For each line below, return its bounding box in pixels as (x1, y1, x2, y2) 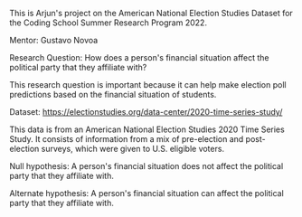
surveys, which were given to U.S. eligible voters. (41, 144, 224, 154)
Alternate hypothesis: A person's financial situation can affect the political (9, 188, 285, 198)
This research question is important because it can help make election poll (9, 80, 287, 90)
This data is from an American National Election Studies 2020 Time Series (9, 124, 285, 135)
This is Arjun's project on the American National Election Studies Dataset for (9, 8, 294, 18)
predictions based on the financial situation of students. (9, 90, 217, 99)
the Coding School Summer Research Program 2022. (9, 17, 208, 28)
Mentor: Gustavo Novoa (9, 35, 99, 45)
